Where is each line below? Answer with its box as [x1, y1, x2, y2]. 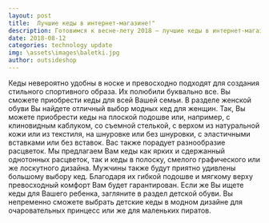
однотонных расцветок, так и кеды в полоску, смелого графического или [8, 154, 261, 164]
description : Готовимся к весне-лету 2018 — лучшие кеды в [8, 26, 210, 34]
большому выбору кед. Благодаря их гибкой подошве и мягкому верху [8, 171, 254, 181]
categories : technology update [8, 42, 113, 50]
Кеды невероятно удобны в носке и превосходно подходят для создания [8, 78, 260, 88]
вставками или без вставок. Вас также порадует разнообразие [8, 137, 226, 147]
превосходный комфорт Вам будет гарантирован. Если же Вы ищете [8, 180, 244, 189]
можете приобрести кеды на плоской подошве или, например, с [8, 112, 231, 121]
